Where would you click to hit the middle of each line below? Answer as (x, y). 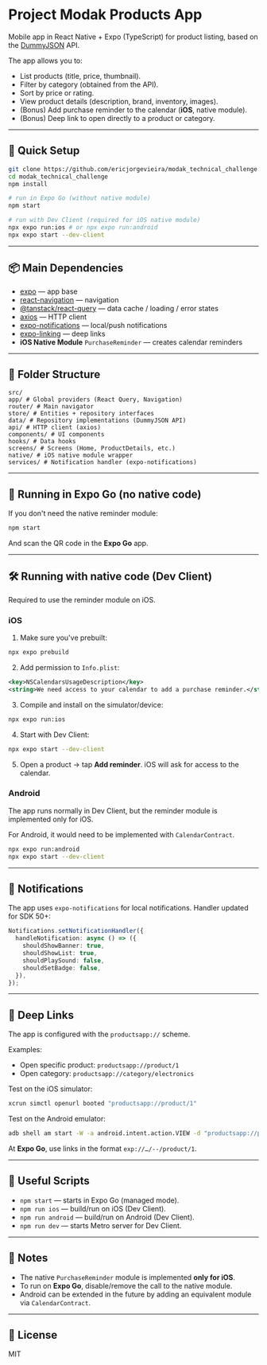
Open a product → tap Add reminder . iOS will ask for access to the (130, 764)
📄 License (33, 1335)
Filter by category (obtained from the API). (89, 84)
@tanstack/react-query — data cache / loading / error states (119, 308)
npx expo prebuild (39, 653)
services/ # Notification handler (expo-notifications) (103, 462)
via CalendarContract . (55, 1302)
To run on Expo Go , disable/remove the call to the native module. (126, 1285)
